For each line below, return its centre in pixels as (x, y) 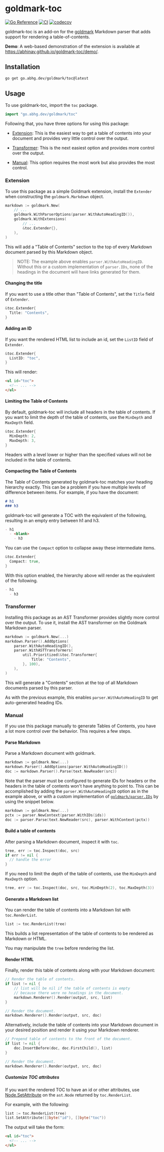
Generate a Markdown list (32, 899)
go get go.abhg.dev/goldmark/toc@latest (47, 78)
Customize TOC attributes (32, 1077)
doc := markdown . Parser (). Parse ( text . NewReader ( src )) (61, 771)
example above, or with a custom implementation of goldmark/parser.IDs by (82, 796)
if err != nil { (22, 855)
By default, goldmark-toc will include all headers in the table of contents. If (80, 412)
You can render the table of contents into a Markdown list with (68, 910)
